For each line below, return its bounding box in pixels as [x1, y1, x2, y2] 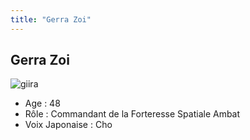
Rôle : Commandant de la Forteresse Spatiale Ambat [24, 108, 241, 120]
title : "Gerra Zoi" [10, 14, 92, 25]
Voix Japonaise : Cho [24, 119, 113, 131]
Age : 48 [24, 97, 61, 110]
